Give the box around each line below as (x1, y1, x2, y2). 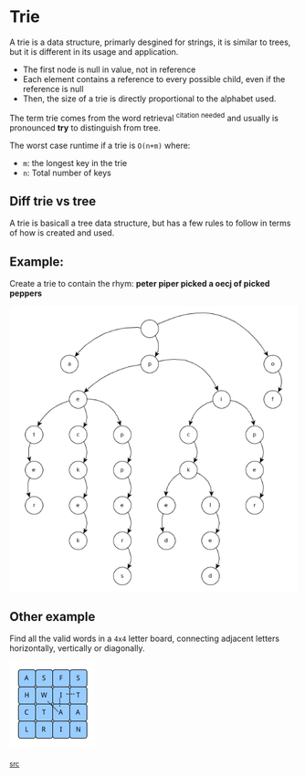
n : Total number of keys (22, 167, 111, 178)
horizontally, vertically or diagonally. (9, 643, 145, 654)
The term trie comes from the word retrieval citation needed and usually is (9, 110, 279, 123)
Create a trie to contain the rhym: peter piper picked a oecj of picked (9, 278, 270, 289)
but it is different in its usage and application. (9, 46, 179, 57)
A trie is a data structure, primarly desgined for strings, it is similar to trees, (9, 37, 291, 47)
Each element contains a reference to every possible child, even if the (22, 73, 286, 84)
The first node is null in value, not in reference (22, 64, 196, 75)
